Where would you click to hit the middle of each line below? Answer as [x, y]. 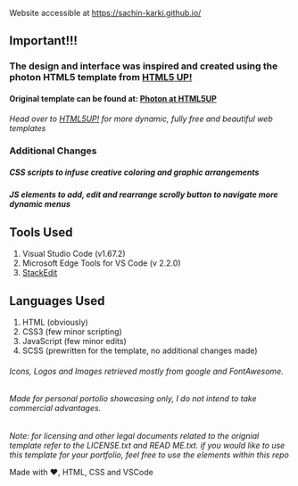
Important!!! [44, 41]
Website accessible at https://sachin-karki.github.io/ [105, 13]
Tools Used [41, 232]
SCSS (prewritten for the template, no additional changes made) [140, 350]
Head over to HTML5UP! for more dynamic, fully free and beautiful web [141, 119]
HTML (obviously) [55, 322]
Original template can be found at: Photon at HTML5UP [113, 98]
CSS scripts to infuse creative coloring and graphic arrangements [134, 172]
